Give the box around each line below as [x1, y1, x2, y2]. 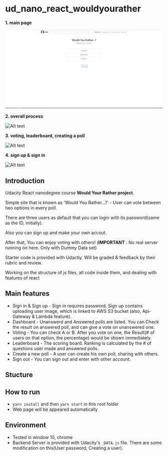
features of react [5, 275, 40, 281]
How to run [5, 388, 40, 396]
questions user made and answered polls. [12, 345, 99, 352]
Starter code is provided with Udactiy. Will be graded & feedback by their [5, 255, 156, 261]
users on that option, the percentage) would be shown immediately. [12, 334, 152, 340]
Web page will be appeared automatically [12, 406, 98, 412]
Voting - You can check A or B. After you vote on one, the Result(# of [12, 329, 155, 335]
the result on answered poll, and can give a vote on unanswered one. [12, 324, 155, 330]
